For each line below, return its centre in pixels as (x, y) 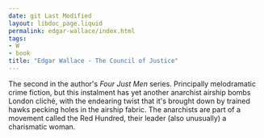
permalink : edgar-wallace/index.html (72, 31)
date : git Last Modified (50, 16)
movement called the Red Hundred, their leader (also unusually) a (117, 118)
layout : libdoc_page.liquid (56, 23)
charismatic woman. (42, 127)
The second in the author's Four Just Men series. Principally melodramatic (132, 84)
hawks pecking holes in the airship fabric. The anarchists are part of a (124, 109)
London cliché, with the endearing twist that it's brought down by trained (129, 101)
